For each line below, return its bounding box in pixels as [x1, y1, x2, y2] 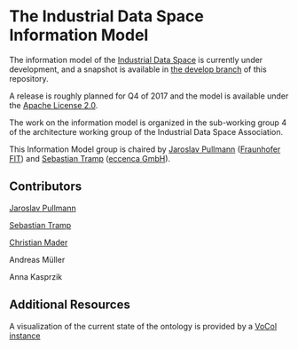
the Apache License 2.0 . [9, 99, 98, 110]
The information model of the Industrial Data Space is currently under [9, 54, 263, 65]
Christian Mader [9, 237, 68, 248]
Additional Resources [9, 297, 130, 313]
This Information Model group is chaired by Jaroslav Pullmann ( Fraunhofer [9, 144, 281, 155]
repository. [9, 73, 49, 83]
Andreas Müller [9, 254, 66, 265]
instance [9, 330, 41, 341]
